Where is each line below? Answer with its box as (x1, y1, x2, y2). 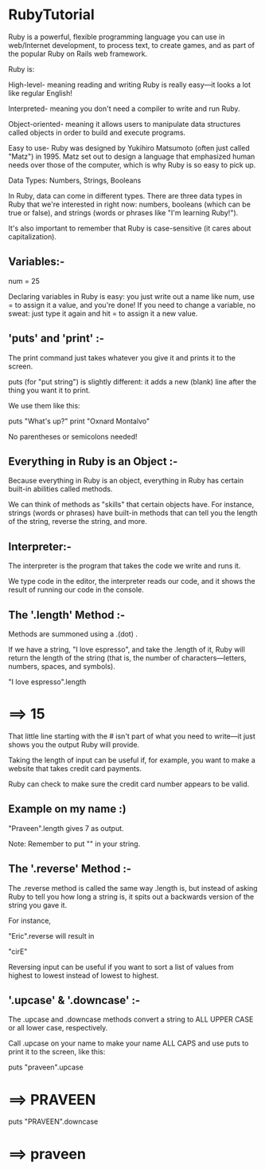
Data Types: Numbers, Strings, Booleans (8, 175, 142, 185)
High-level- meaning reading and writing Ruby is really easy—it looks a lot (8, 80, 251, 89)
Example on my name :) (8, 802, 127, 816)
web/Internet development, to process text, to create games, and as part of (8, 40, 255, 49)
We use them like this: (8, 400, 81, 410)
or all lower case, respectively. (8, 1023, 108, 1033)
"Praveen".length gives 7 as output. (8, 823, 125, 833)
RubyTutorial (8, 6, 95, 24)
